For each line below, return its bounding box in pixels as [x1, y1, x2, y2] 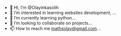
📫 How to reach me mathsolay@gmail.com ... [9, 26, 101, 31]
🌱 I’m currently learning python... [9, 15, 76, 20]
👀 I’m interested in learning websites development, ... [9, 10, 116, 16]
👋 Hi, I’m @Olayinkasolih [9, 5, 59, 10]
